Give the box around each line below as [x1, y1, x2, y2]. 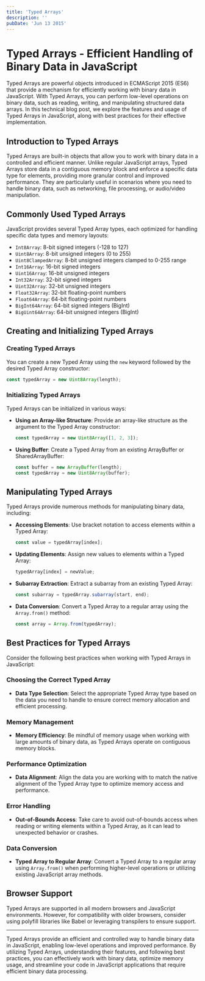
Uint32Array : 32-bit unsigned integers [15, 282, 111, 290]
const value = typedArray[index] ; [15, 539, 103, 546]
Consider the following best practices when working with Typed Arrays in [6, 654, 191, 661]
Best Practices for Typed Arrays [6, 638, 131, 649]
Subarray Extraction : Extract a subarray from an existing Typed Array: [15, 580, 193, 587]
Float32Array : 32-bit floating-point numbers [15, 289, 126, 296]
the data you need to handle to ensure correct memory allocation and [15, 696, 190, 703]
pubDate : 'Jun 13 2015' [6, 20, 67, 26]
